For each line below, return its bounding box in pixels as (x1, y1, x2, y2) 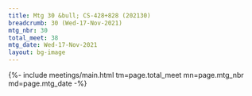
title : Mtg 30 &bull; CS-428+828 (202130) (8, 11, 151, 20)
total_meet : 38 (8, 33, 59, 42)
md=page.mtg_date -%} (8, 79, 87, 88)
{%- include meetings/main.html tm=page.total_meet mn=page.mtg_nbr (8, 71, 244, 79)
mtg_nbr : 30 (8, 26, 48, 34)
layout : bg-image (8, 48, 66, 56)
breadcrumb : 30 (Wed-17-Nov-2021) (8, 19, 123, 27)
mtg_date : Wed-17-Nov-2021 (8, 41, 98, 49)
